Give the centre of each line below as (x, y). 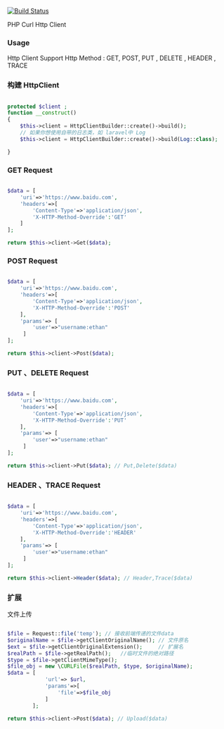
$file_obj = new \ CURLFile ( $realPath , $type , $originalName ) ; (100, 666)
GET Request (30, 170)
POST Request (33, 261)
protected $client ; (38, 106)
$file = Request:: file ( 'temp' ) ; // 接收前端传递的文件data (91, 634)
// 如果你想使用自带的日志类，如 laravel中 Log (83, 133)
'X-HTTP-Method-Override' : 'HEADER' (85, 532)
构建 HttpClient (33, 85)
